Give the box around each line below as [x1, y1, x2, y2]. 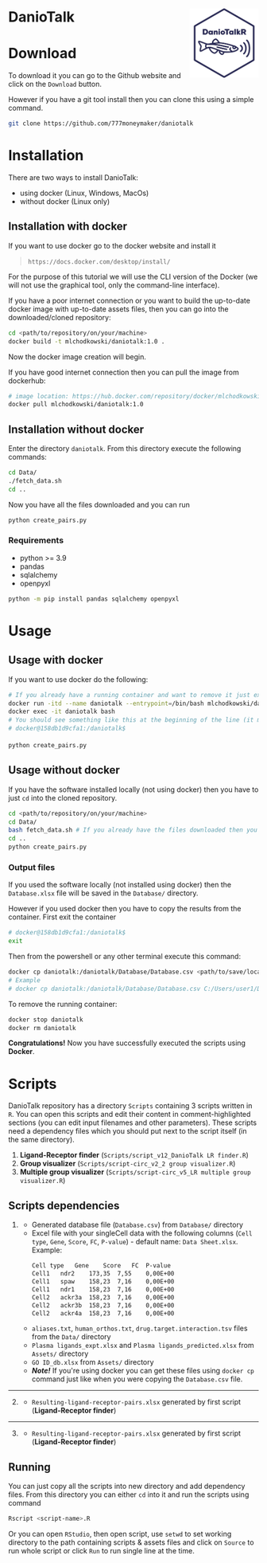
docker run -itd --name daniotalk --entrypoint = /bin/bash [8, 699, 204, 707]
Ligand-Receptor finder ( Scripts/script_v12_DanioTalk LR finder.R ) [19, 1150, 249, 1160]
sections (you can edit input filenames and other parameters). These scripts [8, 1118, 257, 1127]
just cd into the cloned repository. [8, 793, 118, 802]
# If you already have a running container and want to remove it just [8, 691, 250, 699]
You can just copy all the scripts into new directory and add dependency [8, 1482, 246, 1491]
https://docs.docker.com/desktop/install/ [27, 257, 171, 266]
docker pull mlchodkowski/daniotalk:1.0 [8, 401, 145, 409]
